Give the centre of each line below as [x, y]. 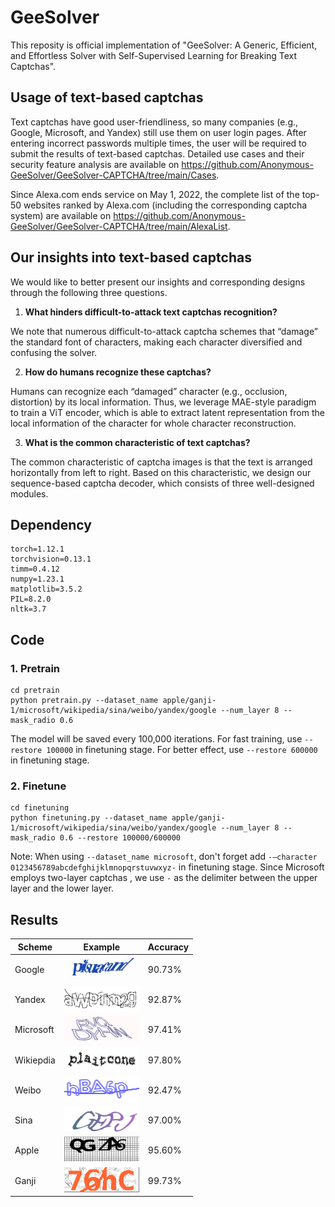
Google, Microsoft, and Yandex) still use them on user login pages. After [158, 132]
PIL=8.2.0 [31, 599]
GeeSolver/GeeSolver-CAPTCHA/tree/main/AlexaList [119, 226]
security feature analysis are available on [95, 164]
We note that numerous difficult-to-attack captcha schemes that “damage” [164, 331]
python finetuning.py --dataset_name [89, 818]
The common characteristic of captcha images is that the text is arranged [161, 462]
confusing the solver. [54, 352]
